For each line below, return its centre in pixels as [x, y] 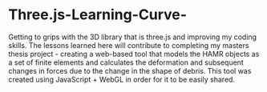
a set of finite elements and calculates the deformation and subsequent [126, 62]
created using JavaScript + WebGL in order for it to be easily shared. [121, 79]
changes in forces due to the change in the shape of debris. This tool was [130, 70]
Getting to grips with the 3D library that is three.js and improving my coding [133, 37]
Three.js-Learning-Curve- [97, 15]
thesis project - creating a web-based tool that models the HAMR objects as [134, 54]
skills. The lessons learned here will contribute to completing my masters [129, 45]
